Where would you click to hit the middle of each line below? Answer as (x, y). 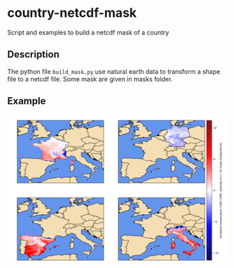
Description (33, 55)
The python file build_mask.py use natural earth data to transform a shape (114, 71)
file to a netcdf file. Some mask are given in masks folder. (90, 79)
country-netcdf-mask (72, 13)
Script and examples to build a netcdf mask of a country (88, 32)
